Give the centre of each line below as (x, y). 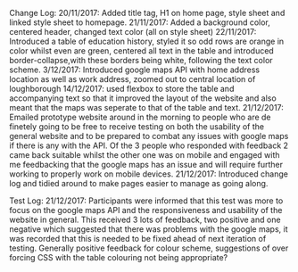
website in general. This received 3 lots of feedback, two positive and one (145, 219)
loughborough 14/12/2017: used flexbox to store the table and (122, 89)
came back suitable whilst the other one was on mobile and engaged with (145, 155)
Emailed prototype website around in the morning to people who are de (140, 117)
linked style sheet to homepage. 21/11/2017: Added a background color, (140, 22)
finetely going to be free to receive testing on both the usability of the (137, 127)
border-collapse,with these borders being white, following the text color (141, 60)
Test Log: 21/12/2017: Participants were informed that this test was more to (146, 201)
